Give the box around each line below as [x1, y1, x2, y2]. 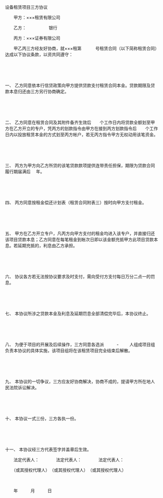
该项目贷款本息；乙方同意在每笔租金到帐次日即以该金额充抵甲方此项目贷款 [5, 237, 154, 242]
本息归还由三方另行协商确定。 [9, 89, 69, 94]
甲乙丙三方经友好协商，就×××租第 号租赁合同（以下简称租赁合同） [13, 46, 157, 51]
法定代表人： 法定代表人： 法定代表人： [13, 457, 124, 463]
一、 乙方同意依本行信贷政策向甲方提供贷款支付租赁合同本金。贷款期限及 [5, 83, 151, 88]
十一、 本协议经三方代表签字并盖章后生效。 [5, 447, 89, 452]
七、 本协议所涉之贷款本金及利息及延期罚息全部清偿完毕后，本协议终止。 [5, 311, 151, 316]
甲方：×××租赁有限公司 [13, 15, 61, 20]
